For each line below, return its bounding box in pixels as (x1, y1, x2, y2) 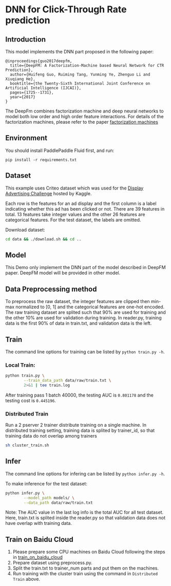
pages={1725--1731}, (10, 90, 54, 95)
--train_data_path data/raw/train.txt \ (24, 378, 111, 383)
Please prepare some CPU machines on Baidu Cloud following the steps (12, 549, 165, 555)
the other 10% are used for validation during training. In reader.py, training (5, 315, 162, 321)
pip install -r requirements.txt (5, 157, 77, 162)
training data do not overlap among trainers (5, 433, 98, 439)
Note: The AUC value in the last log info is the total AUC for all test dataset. (5, 509, 164, 516)
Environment (5, 134, 48, 142)
